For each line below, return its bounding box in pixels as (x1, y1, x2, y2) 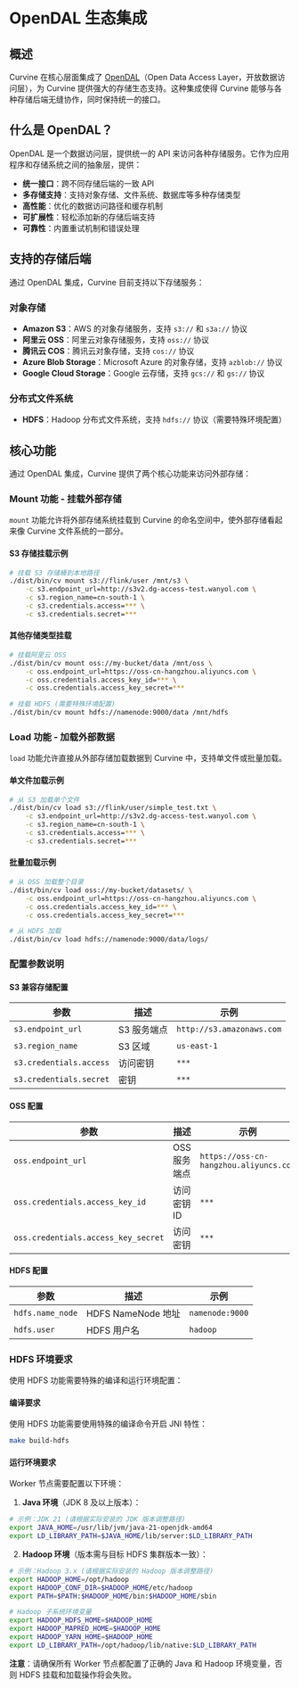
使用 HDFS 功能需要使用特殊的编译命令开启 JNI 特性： (9, 1419, 207, 1429)
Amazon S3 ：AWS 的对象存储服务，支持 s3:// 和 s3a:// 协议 (21, 323, 247, 334)
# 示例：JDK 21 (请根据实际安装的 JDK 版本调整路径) (9, 1515, 186, 1524)
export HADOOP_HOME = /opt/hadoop (9, 1575, 129, 1584)
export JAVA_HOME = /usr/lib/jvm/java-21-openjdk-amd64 (9, 1523, 214, 1533)
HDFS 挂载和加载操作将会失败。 (19, 1669, 136, 1680)
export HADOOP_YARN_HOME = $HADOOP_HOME (9, 1633, 153, 1642)
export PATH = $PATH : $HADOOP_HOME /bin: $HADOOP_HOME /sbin (9, 1592, 217, 1601)
